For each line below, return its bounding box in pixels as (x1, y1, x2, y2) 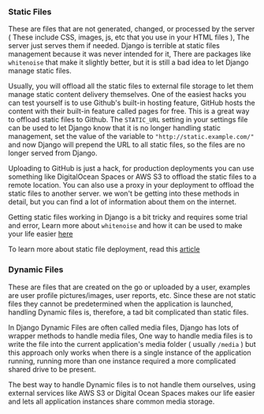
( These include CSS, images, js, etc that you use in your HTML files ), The (8, 32, 250, 42)
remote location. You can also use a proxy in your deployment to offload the (8, 181, 255, 190)
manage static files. (8, 66, 73, 76)
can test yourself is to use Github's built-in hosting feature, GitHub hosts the (8, 98, 255, 108)
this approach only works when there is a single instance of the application (8, 348, 251, 357)
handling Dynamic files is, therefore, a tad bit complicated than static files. (8, 307, 249, 317)
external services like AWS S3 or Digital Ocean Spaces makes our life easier (8, 388, 255, 397)
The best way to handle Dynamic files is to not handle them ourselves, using (8, 379, 256, 389)
